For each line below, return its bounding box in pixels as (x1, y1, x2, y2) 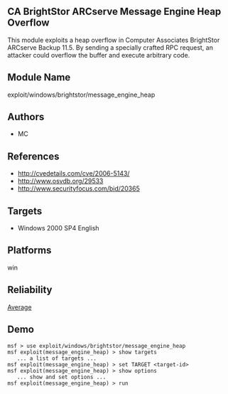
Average (7, 302, 32, 312)
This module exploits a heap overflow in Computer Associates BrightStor (7, 36, 220, 44)
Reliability (7, 284, 53, 296)
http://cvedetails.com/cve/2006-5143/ (17, 169, 130, 178)
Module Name (7, 71, 71, 84)
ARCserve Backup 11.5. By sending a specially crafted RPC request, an (7, 43, 213, 52)
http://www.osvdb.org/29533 (17, 177, 104, 186)
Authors (7, 111, 45, 123)
